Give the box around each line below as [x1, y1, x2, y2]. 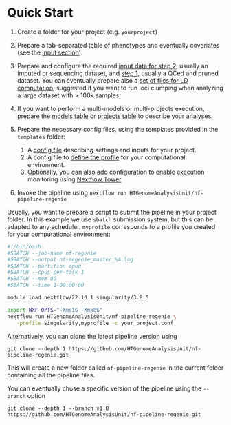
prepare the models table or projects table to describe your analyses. [16, 112, 213, 120]
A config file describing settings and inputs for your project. [27, 146, 197, 154]
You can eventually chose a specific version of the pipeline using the [7, 384, 202, 393]
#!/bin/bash [7, 243, 41, 250]
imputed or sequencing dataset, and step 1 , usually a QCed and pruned [16, 69, 219, 77]
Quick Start [7, 5, 74, 21]
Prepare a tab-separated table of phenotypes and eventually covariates [16, 41, 220, 49]
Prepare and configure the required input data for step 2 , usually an [16, 61, 208, 70]
